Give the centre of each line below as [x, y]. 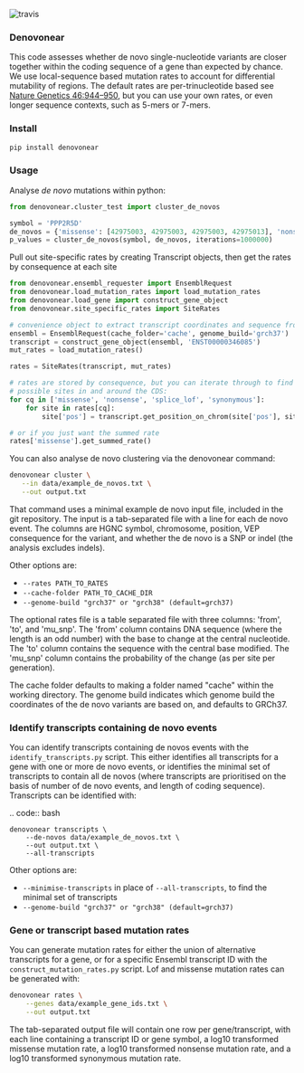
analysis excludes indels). [57, 547]
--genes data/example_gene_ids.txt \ [97, 1004]
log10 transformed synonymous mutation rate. [95, 1059]
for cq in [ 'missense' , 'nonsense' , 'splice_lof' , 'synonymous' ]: [137, 399]
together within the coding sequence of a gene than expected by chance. [146, 67]
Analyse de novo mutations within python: [87, 190]
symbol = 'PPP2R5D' [46, 223]
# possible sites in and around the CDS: [89, 392]
